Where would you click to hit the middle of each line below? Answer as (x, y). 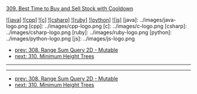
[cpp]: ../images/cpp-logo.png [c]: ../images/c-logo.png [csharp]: (108, 26)
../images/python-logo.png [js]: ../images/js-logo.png (70, 38)
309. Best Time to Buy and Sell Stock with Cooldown (70, 9)
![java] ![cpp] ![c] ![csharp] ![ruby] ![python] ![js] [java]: (72, 20)
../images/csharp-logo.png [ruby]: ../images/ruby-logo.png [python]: (89, 32)
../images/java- (158, 20)
